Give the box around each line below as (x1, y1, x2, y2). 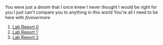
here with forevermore (5, 15, 51, 20)
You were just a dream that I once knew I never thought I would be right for (5, 4, 157, 10)
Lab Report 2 (12, 34, 39, 40)
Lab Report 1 (12, 29, 38, 35)
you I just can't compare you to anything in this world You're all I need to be (5, 9, 159, 15)
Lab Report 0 (12, 24, 39, 30)
